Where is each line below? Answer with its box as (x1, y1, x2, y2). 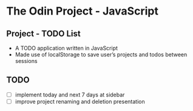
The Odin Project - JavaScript (6, 4, 159, 18)
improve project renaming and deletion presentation (15, 98, 145, 105)
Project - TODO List (6, 29, 81, 39)
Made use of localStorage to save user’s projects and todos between (15, 51, 188, 58)
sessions (15, 58, 38, 64)
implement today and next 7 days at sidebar (15, 91, 125, 98)
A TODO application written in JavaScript (15, 44, 118, 52)
